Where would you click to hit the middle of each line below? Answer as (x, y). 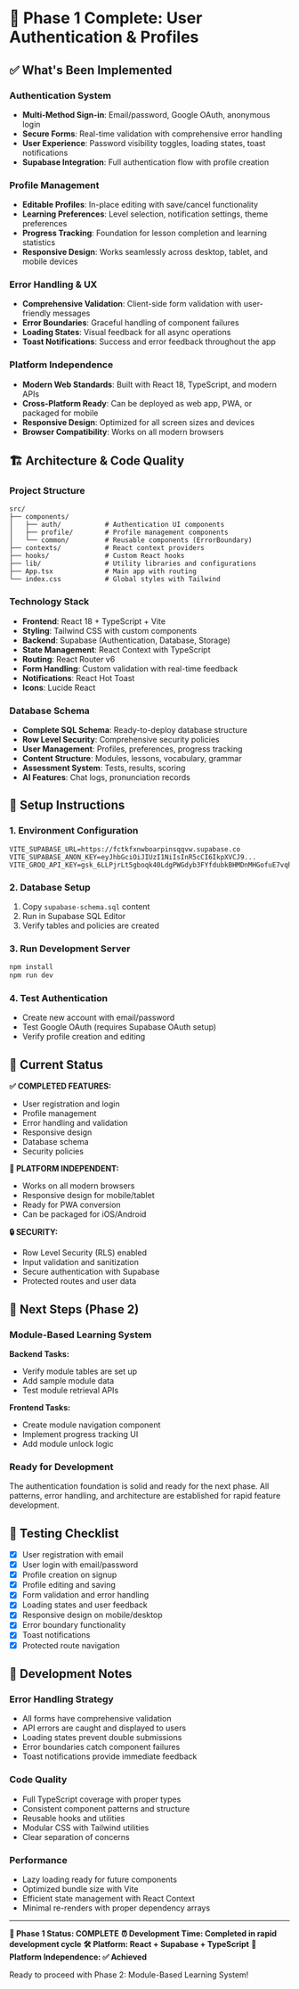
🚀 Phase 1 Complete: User (106, 18)
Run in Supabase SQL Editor (74, 916)
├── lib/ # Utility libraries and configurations (133, 564)
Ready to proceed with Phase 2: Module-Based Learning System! (129, 1975)
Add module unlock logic (68, 1443)
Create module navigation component (91, 1425)
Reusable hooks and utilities (73, 1818)
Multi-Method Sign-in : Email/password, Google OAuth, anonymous (146, 114)
